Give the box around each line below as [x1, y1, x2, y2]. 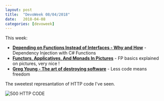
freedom [12, 71, 30, 77]
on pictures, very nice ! [12, 60, 60, 66]
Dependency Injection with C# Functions [12, 50, 96, 56]
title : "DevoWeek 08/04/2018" [5, 12, 70, 17]
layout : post [5, 7, 32, 12]
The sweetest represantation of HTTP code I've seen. [5, 81, 116, 87]
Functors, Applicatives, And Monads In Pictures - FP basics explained [12, 55, 159, 61]
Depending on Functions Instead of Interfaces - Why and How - [12, 44, 147, 50]
